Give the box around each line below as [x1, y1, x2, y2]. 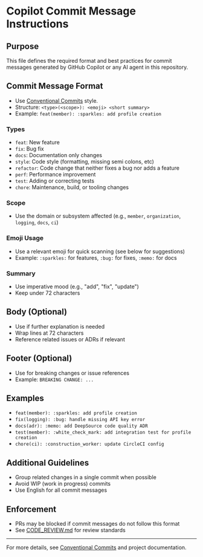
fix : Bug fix [14, 145, 44, 152]
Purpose [6, 41, 39, 51]
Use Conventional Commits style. [14, 97, 98, 104]
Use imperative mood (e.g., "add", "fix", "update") [14, 283, 139, 290]
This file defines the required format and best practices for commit [6, 57, 172, 64]
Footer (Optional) [6, 353, 72, 364]
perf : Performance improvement [14, 171, 96, 178]
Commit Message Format [6, 81, 103, 91]
